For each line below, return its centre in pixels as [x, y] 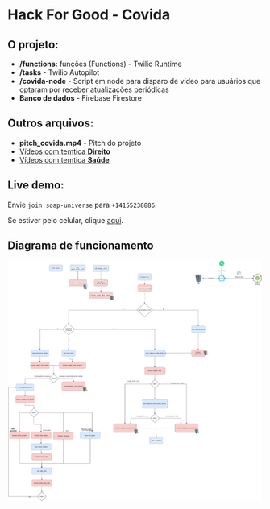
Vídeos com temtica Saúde [64, 159]
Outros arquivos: [51, 124]
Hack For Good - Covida [89, 15]
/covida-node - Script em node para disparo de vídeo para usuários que [140, 81]
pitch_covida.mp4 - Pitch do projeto [80, 143]
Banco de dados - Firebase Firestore [81, 98]
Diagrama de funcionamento [81, 246]
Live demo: [36, 186]
